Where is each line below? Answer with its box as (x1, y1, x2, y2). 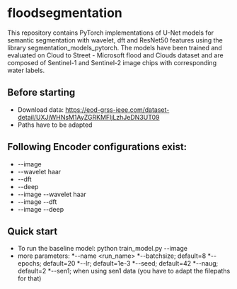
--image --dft (17, 197, 57, 206)
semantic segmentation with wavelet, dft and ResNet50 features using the (7, 35, 223, 44)
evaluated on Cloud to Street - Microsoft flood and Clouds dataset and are (7, 51, 224, 59)
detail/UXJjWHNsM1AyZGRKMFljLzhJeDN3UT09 (17, 113, 161, 121)
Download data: (17, 105, 64, 114)
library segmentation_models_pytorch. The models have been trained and (7, 43, 223, 52)
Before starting (7, 86, 76, 98)
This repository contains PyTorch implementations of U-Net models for (7, 28, 214, 37)
